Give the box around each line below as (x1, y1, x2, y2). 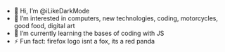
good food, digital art (13, 22, 75, 30)
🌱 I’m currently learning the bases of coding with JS (13, 29, 165, 37)
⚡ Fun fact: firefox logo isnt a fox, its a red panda (13, 37, 155, 45)
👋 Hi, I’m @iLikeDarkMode (13, 7, 90, 15)
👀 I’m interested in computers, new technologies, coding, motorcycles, (13, 14, 218, 22)
